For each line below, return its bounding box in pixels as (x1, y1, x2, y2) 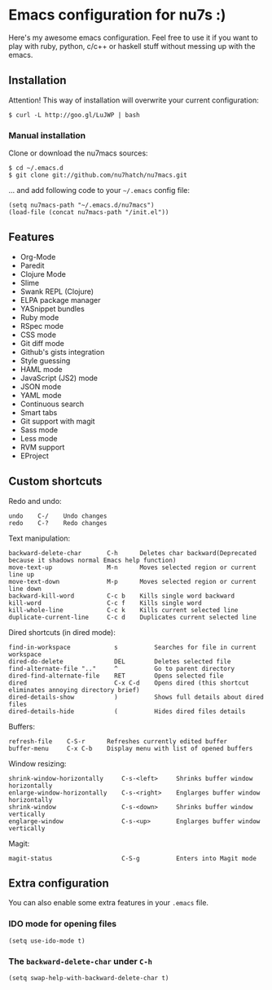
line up (8, 570, 35, 579)
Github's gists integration (20, 347, 105, 357)
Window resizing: (8, 759, 67, 769)
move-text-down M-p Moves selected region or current (8, 577, 257, 585)
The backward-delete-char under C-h (8, 955, 153, 966)
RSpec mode (20, 321, 64, 331)
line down (8, 585, 42, 593)
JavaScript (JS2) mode (20, 373, 99, 383)
